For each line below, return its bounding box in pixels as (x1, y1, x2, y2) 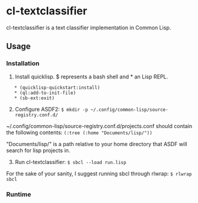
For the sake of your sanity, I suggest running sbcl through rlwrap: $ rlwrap (6, 169, 192, 177)
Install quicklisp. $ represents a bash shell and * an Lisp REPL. (14, 73, 169, 80)
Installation (6, 59, 40, 68)
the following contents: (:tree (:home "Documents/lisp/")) (6, 129, 153, 136)
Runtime (6, 190, 32, 198)
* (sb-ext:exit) (14, 95, 55, 101)
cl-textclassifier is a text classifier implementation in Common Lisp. (6, 24, 172, 31)
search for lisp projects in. (6, 147, 71, 154)
